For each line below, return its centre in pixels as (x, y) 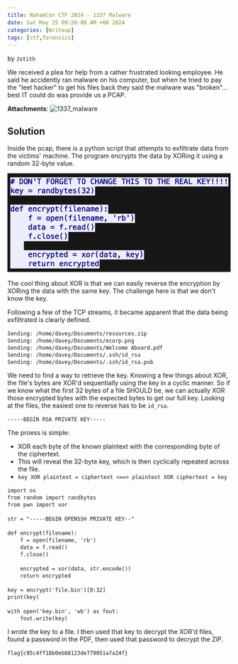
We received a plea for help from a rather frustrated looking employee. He (115, 73)
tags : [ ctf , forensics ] (41, 38)
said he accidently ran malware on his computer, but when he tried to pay (114, 80)
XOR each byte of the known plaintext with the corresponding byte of (119, 446)
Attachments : (28, 109)
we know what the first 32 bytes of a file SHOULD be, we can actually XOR (116, 390)
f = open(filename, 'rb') (58, 540)
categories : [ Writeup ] (41, 30)
